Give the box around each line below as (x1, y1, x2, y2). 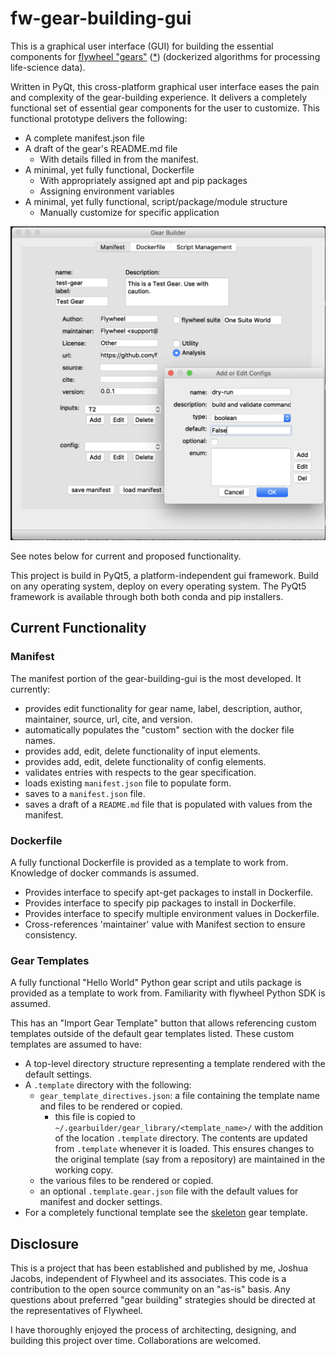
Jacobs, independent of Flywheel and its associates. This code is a (10, 1273, 287, 1285)
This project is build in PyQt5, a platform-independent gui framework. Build (10, 569, 319, 581)
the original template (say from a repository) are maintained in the (54, 1153, 326, 1166)
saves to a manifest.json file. (24, 787, 146, 799)
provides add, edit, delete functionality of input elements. (24, 745, 261, 757)
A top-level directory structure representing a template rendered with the (24, 1058, 326, 1070)
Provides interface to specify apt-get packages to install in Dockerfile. (24, 886, 314, 898)
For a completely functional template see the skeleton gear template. (24, 1207, 308, 1219)
